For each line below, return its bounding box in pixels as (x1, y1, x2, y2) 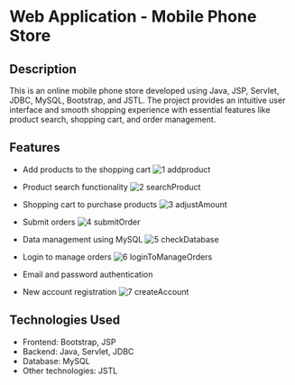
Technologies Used (9, 313, 120, 328)
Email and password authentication (22, 269, 153, 280)
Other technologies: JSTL (22, 365, 118, 376)
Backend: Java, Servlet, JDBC (22, 345, 134, 357)
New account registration (22, 286, 117, 297)
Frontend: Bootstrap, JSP (22, 336, 116, 347)
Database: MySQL (22, 355, 90, 366)
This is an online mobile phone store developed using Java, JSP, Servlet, (9, 86, 280, 96)
